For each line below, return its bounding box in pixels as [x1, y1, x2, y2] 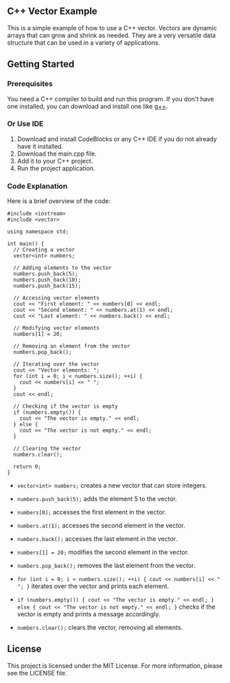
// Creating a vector [13, 246, 76, 253]
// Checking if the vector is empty [13, 403, 118, 410]
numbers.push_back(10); [13, 277, 81, 284]
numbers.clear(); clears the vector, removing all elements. [16, 623, 183, 632]
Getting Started [7, 59, 75, 70]
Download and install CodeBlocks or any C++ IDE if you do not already [16, 134, 218, 143]
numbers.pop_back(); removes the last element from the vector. [16, 561, 196, 570]
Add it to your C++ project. [16, 156, 93, 165]
